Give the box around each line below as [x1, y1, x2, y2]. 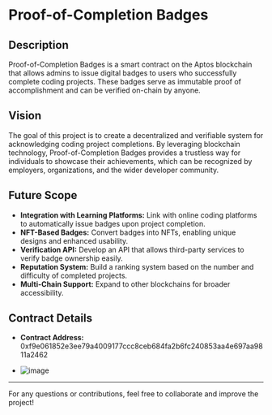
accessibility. [19, 287, 64, 297]
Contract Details [8, 311, 93, 326]
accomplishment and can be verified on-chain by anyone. [8, 85, 201, 95]
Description [8, 38, 69, 52]
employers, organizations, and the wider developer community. [8, 165, 219, 175]
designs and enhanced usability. [19, 236, 129, 245]
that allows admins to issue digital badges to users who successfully [8, 68, 237, 78]
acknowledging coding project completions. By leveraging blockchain [8, 139, 240, 149]
